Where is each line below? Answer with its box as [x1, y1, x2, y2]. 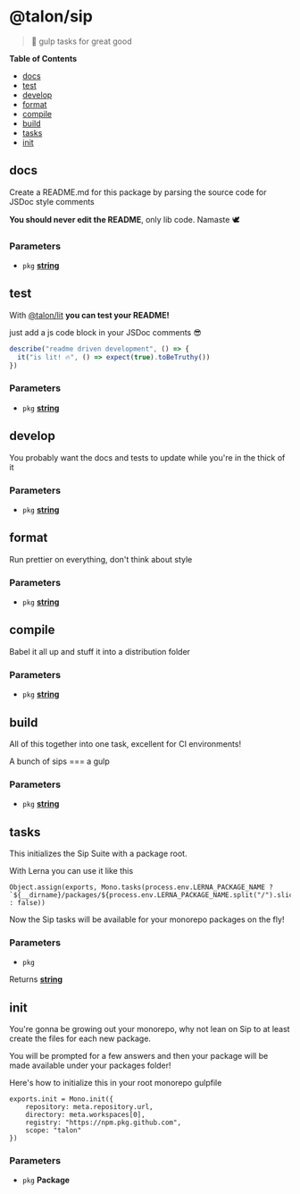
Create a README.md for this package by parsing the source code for [9, 186, 267, 198]
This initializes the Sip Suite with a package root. [9, 848, 187, 860]
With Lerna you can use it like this [9, 866, 134, 876]
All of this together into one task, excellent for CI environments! [9, 738, 242, 749]
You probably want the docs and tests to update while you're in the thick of [9, 452, 286, 462]
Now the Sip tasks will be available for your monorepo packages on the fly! [9, 914, 285, 925]
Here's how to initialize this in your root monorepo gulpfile [9, 1078, 222, 1088]
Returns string [9, 974, 63, 985]
